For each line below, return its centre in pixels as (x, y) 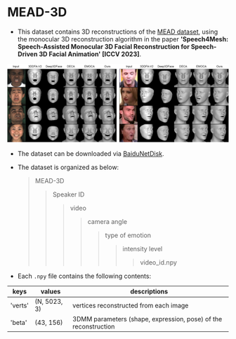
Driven (27, 54)
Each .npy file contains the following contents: (84, 276)
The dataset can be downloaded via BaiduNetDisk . (91, 153)
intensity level (143, 248)
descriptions (149, 291)
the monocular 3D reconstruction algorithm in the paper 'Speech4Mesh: (123, 39)
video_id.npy (159, 262)
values (51, 291)
